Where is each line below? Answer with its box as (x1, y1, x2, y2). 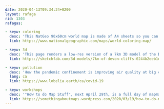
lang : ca (9, 74, 27, 79)
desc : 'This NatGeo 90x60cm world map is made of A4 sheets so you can (9, 34, 159, 39)
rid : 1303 (5, 16, 25, 21)
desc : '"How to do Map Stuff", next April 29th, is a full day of (9, 92, 147, 97)
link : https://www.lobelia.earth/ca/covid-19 (9, 79, 104, 84)
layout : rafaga (5, 12, 36, 17)
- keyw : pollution (5, 65, 42, 70)
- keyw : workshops (5, 88, 42, 92)
